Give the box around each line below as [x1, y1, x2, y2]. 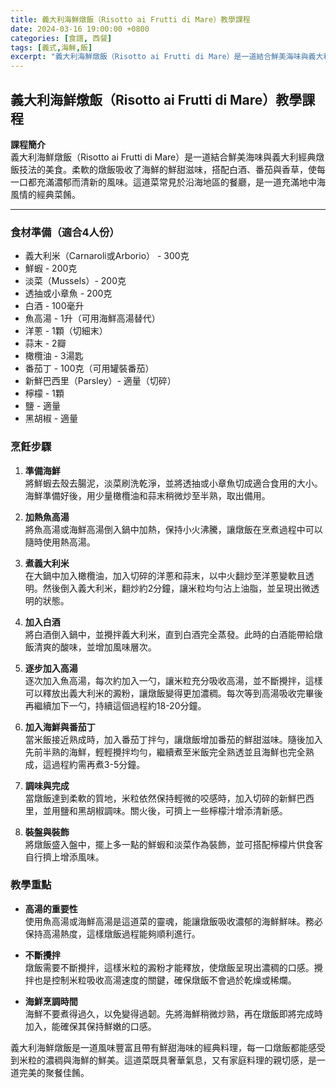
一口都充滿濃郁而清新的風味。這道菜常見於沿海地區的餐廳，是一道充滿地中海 [10, 176, 326, 188]
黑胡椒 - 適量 [24, 412, 79, 425]
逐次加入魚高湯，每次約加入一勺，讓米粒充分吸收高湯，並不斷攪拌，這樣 [24, 674, 323, 686]
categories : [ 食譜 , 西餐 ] [10, 33, 113, 43]
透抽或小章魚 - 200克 [24, 287, 113, 300]
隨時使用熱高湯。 [24, 536, 96, 548]
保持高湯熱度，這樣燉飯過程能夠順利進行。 [24, 927, 201, 940]
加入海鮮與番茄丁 [24, 721, 96, 733]
